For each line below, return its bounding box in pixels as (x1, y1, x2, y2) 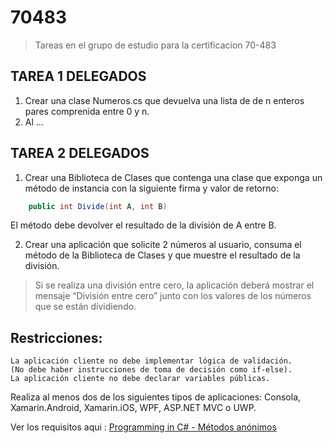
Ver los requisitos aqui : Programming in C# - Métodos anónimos (10, 421, 277, 433)
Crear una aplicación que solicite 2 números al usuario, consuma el (24, 239, 302, 251)
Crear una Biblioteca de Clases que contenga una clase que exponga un (24, 171, 323, 183)
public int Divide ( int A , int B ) (28, 201, 168, 211)
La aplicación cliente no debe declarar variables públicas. (10, 374, 271, 384)
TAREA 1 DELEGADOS (10, 68, 147, 85)
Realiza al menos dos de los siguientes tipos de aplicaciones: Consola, (10, 391, 302, 403)
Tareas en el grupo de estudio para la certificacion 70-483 (34, 39, 277, 51)
